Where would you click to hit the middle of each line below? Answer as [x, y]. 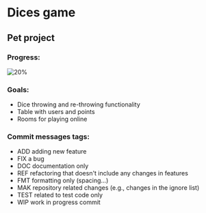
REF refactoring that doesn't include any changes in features [102, 173]
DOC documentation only [53, 166]
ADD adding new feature [52, 152]
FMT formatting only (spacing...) [63, 181]
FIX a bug [30, 159]
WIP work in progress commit [59, 202]
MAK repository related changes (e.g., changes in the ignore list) [108, 188]
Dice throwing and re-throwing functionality [78, 104]
